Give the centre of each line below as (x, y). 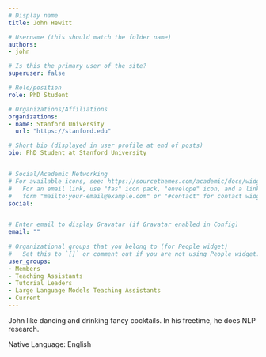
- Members (25, 269)
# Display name (33, 15)
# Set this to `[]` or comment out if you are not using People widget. (134, 254)
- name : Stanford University (56, 124)
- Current (25, 298)
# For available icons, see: (56, 181)
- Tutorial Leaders (40, 284)
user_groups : (30, 261)
